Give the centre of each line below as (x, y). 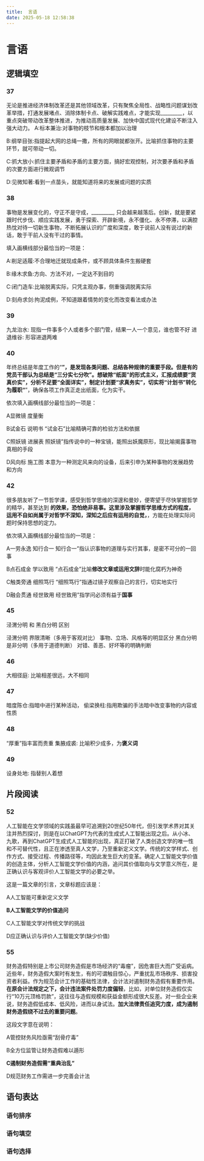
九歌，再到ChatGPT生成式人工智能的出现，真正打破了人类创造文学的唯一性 (100, 841)
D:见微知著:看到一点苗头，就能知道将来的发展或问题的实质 (79, 182)
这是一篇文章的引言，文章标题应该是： (54, 884)
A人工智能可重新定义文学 (37, 897)
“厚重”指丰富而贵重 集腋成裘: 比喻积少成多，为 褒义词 (72, 743)
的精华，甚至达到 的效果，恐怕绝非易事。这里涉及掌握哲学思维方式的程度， (100, 507)
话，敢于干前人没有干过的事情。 (46, 235)
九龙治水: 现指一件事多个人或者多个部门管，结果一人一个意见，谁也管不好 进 (102, 329)
